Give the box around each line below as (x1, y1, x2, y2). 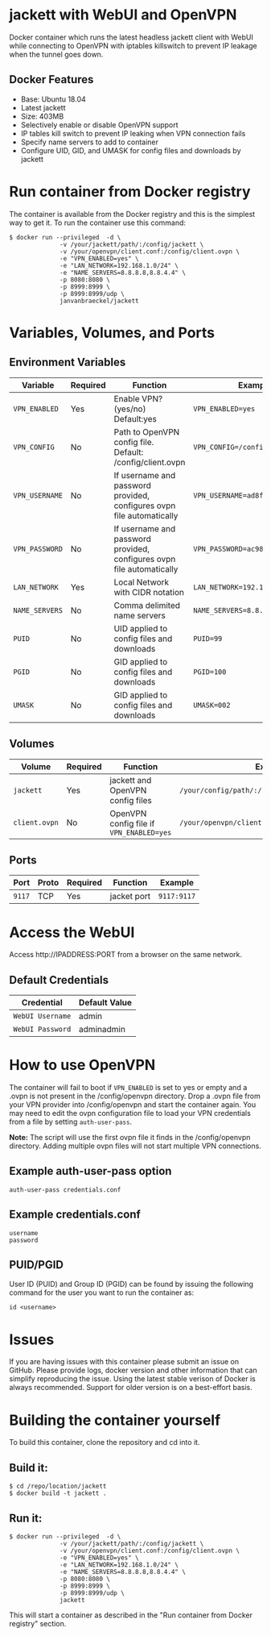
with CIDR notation (113, 586, 184, 597)
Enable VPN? (113, 393, 163, 404)
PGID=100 (193, 667, 227, 676)
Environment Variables (9, 356, 126, 369)
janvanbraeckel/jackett (60, 297, 139, 305)
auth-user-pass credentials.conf (9, 1185, 121, 1194)
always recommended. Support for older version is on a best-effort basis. (9, 1383, 253, 1392)
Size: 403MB (20, 111, 64, 121)
